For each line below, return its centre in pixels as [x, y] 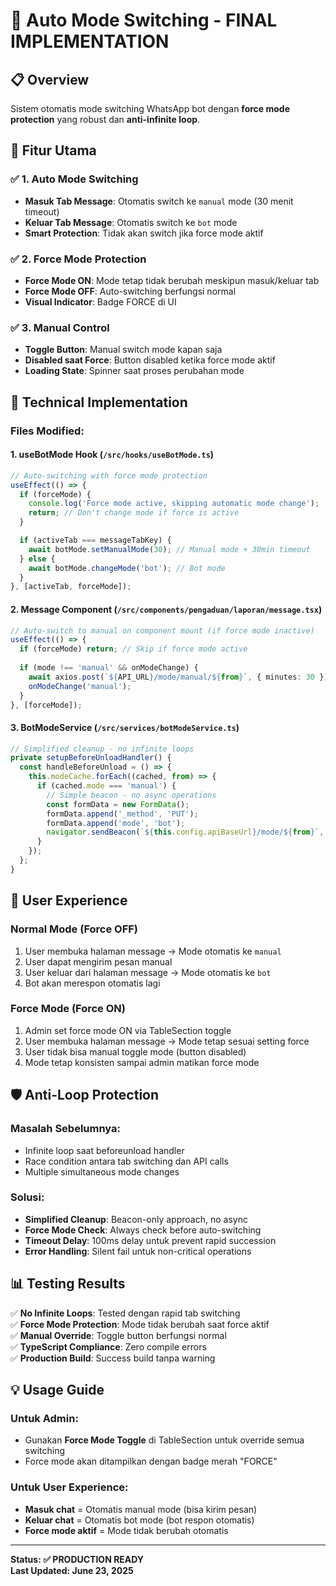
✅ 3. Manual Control [60, 327]
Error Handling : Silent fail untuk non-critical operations [138, 1251]
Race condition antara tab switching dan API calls [126, 1161]
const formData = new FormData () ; [118, 804]
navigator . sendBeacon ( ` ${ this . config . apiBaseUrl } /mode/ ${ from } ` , [185, 832]
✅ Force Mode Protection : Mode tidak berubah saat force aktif [140, 1324]
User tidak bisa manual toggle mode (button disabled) [135, 1051]
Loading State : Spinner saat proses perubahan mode [134, 371]
